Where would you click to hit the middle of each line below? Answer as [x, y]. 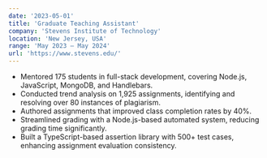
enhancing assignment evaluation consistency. [98, 145]
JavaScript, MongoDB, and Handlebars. [86, 85]
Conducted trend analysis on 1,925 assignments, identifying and [127, 94]
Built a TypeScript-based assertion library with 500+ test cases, [127, 137]
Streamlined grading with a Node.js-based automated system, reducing [140, 120]
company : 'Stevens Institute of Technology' [85, 31]
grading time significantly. [63, 128]
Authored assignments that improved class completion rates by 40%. [136, 111]
